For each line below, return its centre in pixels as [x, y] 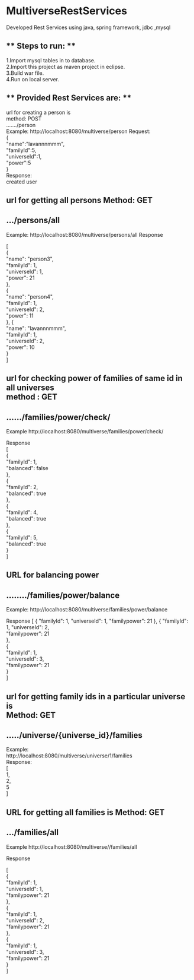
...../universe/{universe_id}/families [75, 735]
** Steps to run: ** [41, 46]
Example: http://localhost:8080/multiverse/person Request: [78, 131]
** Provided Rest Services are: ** [69, 98]
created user [22, 182]
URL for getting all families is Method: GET [85, 812]
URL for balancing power [53, 575]
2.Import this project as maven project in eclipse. [66, 66]
